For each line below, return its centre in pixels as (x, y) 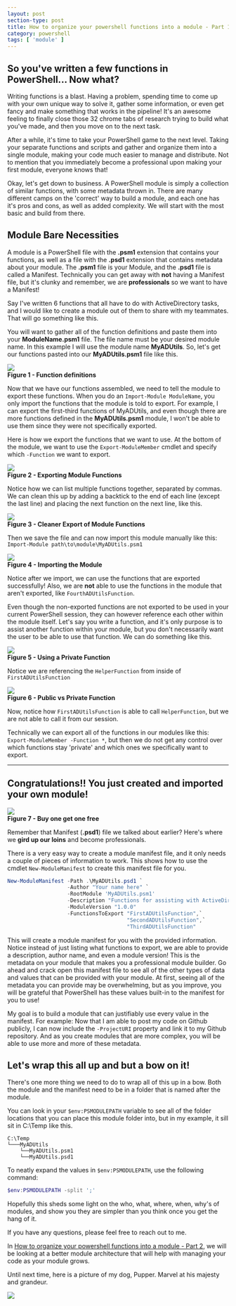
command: (23, 1177)
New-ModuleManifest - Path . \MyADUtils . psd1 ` (75, 881)
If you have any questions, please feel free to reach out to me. (97, 1233)
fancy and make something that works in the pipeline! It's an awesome (109, 111)
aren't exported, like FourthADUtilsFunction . (71, 593)
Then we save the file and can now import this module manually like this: (112, 538)
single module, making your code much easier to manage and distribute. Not (118, 155)
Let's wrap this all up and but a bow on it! (99, 1065)
